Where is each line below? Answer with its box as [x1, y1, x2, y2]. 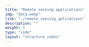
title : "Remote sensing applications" [5, 7, 85, 12]
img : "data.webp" [5, 12, 41, 17]
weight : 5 [5, 25, 26, 30]
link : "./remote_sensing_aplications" [5, 16, 85, 21]
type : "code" [5, 30, 32, 35]
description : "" [5, 21, 38, 26]
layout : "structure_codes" [5, 35, 60, 40]
